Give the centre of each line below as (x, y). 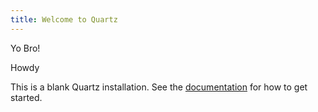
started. (26, 97)
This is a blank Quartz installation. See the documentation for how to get (159, 87)
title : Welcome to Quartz (64, 19)
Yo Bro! (25, 48)
